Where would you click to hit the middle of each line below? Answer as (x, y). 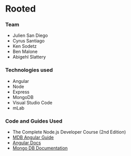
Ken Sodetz (24, 46)
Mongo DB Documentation (40, 148)
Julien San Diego (30, 35)
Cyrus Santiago (28, 41)
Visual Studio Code (32, 102)
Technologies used (29, 70)
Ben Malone (25, 51)
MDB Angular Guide (33, 137)
